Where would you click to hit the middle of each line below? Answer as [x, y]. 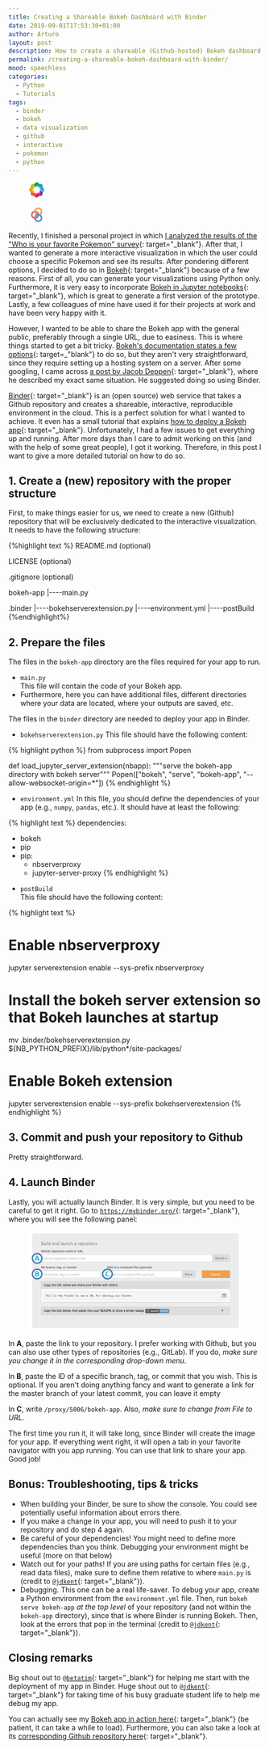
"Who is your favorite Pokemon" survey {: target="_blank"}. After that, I [126, 244]
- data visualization [52, 128]
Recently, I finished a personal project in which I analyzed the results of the [133, 235]
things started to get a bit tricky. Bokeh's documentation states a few [123, 345]
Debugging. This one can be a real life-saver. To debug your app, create [140, 1589]
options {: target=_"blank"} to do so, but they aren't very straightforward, [128, 354]
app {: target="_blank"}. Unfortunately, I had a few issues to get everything [132, 430]
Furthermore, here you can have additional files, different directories [133, 695]
